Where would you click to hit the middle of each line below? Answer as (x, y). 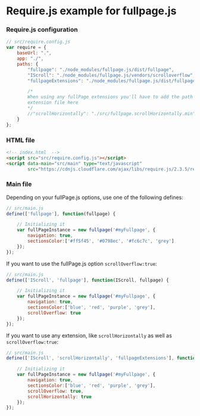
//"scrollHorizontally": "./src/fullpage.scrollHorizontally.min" (112, 114)
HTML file (21, 140)
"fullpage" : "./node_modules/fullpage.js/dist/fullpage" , (101, 70)
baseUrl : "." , (34, 53)
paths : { (28, 64)
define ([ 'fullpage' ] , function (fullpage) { (61, 214)
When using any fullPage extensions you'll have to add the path (110, 97)
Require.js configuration (42, 30)
